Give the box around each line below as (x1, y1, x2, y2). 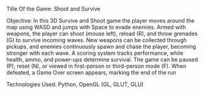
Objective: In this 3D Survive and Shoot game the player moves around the (6, 17, 195, 24)
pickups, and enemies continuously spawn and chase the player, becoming (6, 43, 196, 50)
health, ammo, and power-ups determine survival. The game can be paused (6, 56, 198, 63)
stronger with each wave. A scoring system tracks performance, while (6, 49, 184, 57)
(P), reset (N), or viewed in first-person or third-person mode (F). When (6, 62, 187, 70)
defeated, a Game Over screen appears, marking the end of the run (6, 69, 176, 76)
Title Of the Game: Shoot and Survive (6, 5, 100, 12)
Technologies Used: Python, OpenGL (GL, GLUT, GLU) (6, 81, 144, 88)
